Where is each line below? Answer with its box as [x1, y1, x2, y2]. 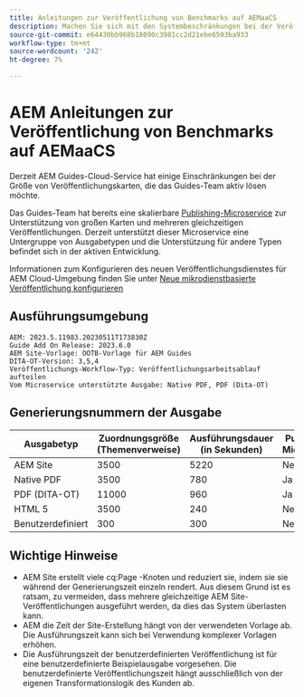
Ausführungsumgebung [9, 309, 149, 324]
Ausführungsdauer [189, 432, 274, 444]
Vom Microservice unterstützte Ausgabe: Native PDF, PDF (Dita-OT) [9, 380, 270, 389]
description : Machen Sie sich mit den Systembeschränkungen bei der [9, 22, 273, 31]
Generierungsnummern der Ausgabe [9, 405, 223, 421]
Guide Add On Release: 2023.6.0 [9, 340, 131, 349]
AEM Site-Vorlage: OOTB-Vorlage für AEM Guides [9, 348, 193, 358]
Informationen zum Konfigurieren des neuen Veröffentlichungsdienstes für [9, 263, 287, 274]
